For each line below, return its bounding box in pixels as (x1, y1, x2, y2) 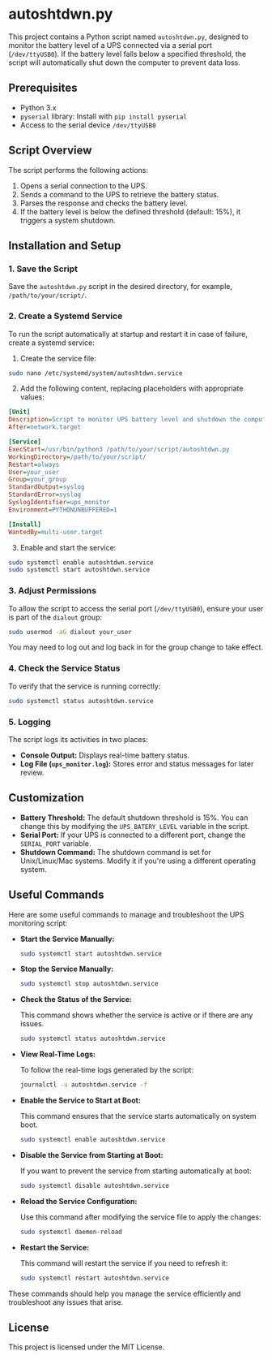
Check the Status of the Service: (19, 995, 132, 1004)
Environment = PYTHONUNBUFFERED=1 (8, 505, 117, 514)
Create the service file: (19, 353, 97, 363)
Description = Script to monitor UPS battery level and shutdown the (8, 416, 241, 424)
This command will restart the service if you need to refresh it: (19, 1258, 228, 1267)
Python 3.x (19, 102, 57, 112)
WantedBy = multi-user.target (8, 528, 104, 536)
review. (19, 767, 45, 777)
